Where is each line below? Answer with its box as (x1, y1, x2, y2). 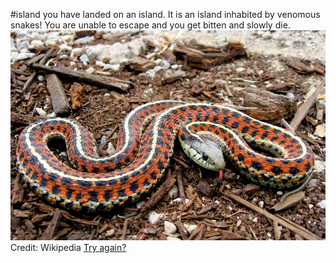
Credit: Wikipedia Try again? (10, 242, 127, 254)
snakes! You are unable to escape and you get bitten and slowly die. (10, 19, 291, 31)
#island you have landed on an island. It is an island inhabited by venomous (10, 9, 321, 20)
